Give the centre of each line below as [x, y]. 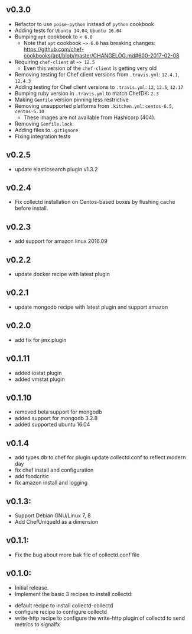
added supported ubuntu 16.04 [52, 425]
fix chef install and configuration [54, 470]
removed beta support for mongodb [58, 412]
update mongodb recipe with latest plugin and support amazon [91, 307]
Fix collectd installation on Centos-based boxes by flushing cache [95, 202]
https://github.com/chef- [54, 49]
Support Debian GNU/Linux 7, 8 [53, 515]
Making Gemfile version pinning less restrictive [71, 100]
